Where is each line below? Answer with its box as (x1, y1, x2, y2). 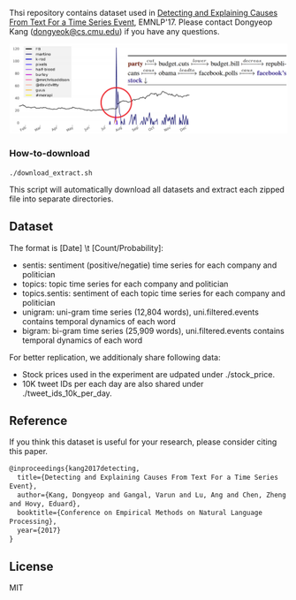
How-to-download (9, 148, 90, 160)
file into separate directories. (9, 194, 114, 204)
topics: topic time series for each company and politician (21, 278, 229, 289)
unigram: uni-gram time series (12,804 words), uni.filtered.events (21, 307, 259, 317)
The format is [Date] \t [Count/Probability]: (9, 242, 163, 253)
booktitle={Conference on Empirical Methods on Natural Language (17, 508, 263, 518)
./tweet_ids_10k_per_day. (21, 388, 112, 399)
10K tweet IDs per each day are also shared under (21, 378, 204, 389)
